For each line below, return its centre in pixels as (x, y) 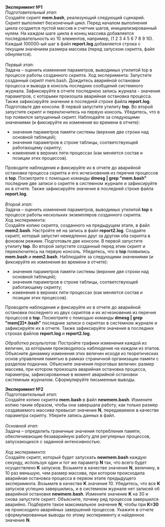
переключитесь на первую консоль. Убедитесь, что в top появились (78, 251)
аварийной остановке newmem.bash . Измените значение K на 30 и (77, 494)
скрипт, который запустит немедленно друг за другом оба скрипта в (78, 236)
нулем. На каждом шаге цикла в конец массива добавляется (69, 33)
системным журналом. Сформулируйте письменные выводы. (70, 380)
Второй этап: (19, 204)
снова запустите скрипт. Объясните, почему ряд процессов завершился (82, 499)
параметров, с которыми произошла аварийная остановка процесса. (79, 96)
